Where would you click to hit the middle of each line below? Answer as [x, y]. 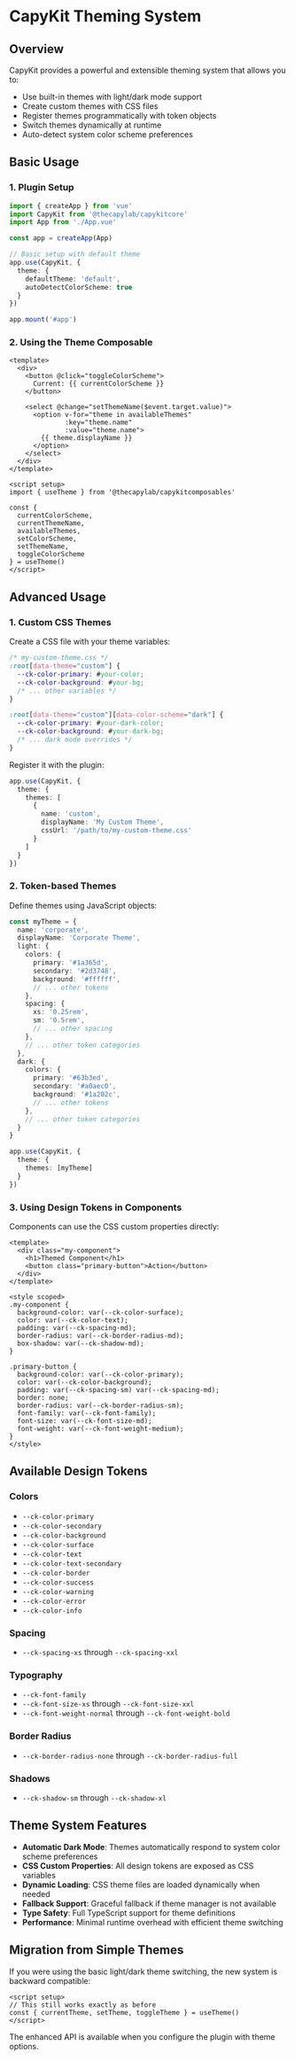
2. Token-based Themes [63, 886]
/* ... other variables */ [67, 691]
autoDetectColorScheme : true [79, 287]
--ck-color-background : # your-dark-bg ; [91, 732]
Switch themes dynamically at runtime [92, 125]
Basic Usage [44, 163]
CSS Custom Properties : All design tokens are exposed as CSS [138, 1865]
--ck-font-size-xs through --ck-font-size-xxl [108, 1704]
